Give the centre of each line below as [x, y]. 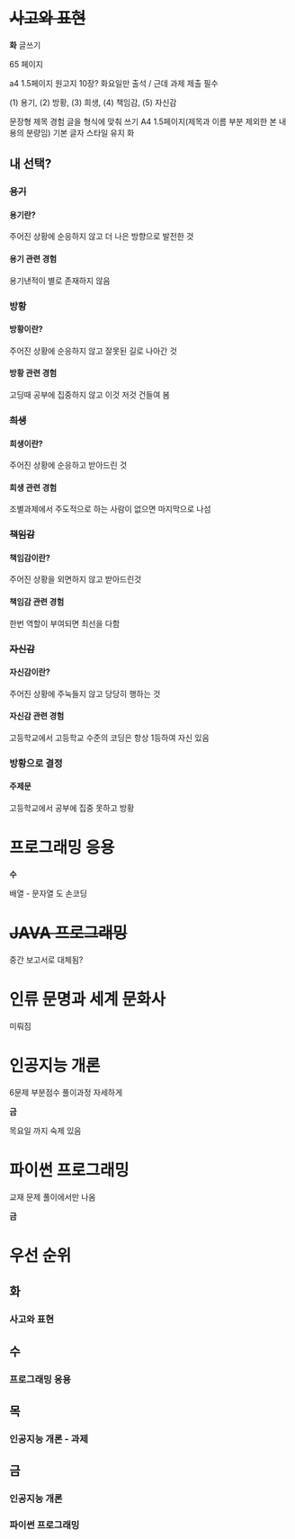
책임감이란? [30, 558]
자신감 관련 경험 [37, 716]
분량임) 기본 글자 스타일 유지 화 [80, 132]
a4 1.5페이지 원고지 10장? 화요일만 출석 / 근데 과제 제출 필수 [114, 83]
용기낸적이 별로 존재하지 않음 [60, 281]
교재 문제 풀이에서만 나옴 [53, 1196]
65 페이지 [26, 64]
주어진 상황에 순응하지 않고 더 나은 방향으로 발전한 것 [102, 237]
